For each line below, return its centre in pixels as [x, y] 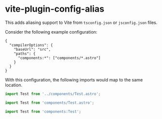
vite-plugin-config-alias [55, 9]
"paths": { [25, 54]
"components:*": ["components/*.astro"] [59, 58]
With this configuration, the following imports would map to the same [74, 79]
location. [14, 85]
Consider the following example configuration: [51, 32]
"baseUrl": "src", [32, 49]
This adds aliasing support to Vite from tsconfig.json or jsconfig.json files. [81, 22]
